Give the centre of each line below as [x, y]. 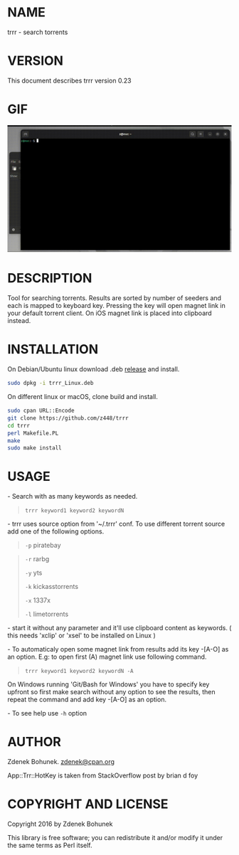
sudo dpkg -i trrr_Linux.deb [51, 383]
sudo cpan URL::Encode [41, 411]
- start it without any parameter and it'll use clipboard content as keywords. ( [119, 628]
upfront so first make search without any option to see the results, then [111, 692]
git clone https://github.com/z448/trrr [68, 418]
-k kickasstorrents [52, 587]
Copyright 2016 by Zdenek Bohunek [60, 824]
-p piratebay [43, 546]
